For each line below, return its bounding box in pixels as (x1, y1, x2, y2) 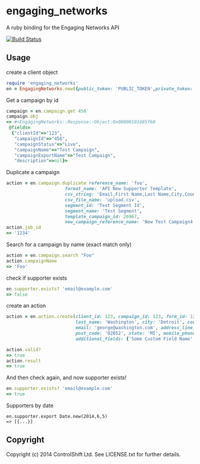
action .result (6, 358, 42, 364)
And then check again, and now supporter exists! (6, 374, 127, 381)
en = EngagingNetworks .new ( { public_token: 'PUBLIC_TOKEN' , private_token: (6, 85, 193, 92)
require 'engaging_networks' (6, 80, 79, 86)
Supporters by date (6, 402, 54, 409)
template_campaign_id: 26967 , (64, 214, 140, 219)
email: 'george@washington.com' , (75, 325, 159, 331)
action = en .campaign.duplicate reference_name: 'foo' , (6, 180, 148, 186)
